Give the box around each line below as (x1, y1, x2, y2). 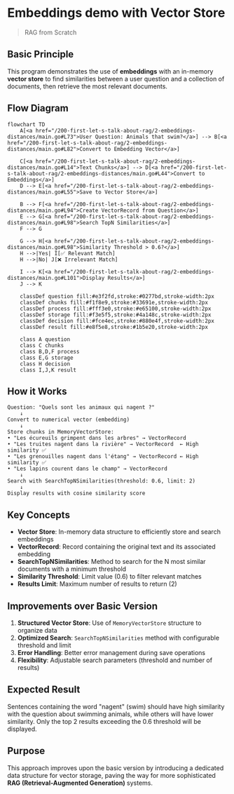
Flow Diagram (7, 102, 69, 114)
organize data (17, 626, 57, 634)
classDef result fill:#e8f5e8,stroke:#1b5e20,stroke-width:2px (20, 323, 209, 330)
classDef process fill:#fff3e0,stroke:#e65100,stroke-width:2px (20, 305, 212, 312)
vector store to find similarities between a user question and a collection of (7, 74, 225, 83)
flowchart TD (7, 121, 46, 128)
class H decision (20, 360, 71, 368)
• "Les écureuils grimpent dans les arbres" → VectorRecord (7, 435, 187, 442)
